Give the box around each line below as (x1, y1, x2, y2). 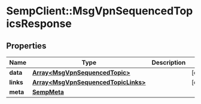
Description (151, 59, 186, 66)
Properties (6, 41, 47, 51)
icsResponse (6, 17, 72, 30)
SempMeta (32, 88, 64, 96)
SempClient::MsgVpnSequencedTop (6, 4, 193, 18)
